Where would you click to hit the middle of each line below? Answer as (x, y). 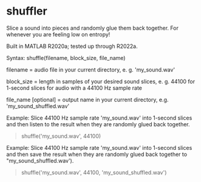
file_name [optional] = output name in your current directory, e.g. (87, 99)
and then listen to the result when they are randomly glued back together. (98, 124)
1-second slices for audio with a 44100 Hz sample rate (74, 88)
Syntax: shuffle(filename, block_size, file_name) (66, 58)
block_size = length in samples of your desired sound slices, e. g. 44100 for (101, 81)
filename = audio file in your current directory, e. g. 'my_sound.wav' (91, 69)
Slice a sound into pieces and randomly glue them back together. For (93, 28)
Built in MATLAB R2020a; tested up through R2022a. (72, 46)
